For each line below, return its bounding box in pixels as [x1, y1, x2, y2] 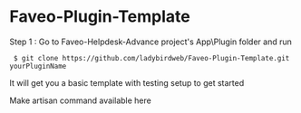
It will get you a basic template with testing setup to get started [9, 77, 245, 88]
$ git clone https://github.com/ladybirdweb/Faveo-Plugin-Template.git [13, 53, 290, 62]
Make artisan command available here [9, 95, 151, 106]
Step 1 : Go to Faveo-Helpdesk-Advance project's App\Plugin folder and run [9, 36, 292, 47]
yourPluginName [9, 61, 67, 71]
